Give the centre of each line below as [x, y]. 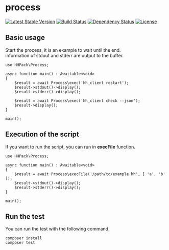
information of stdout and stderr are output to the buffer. [65, 55]
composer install [24, 238]
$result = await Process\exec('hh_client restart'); [72, 83]
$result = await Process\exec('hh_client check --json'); [77, 101]
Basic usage [25, 38]
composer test [20, 243]
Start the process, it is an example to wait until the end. [63, 50]
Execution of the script [42, 134]
